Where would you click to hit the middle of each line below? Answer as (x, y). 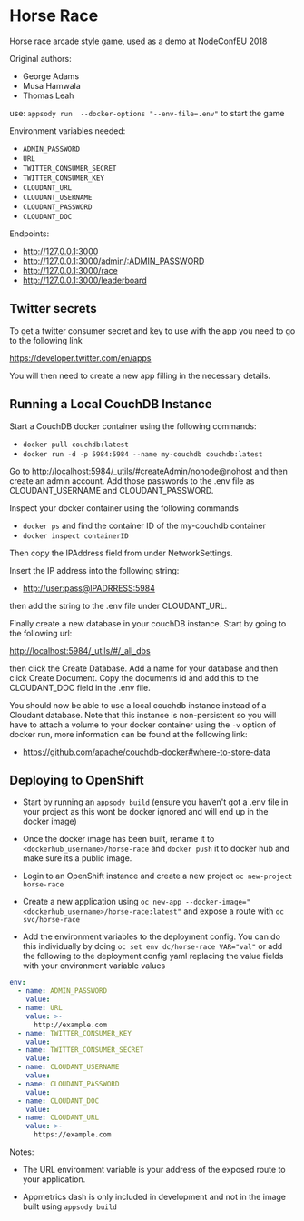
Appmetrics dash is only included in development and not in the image (154, 1197)
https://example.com (72, 1135)
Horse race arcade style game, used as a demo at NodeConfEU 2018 (138, 41)
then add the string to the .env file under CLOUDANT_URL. (118, 605)
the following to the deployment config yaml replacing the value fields (153, 956)
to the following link (46, 340)
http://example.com (70, 1025)
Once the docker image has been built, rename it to (118, 839)
